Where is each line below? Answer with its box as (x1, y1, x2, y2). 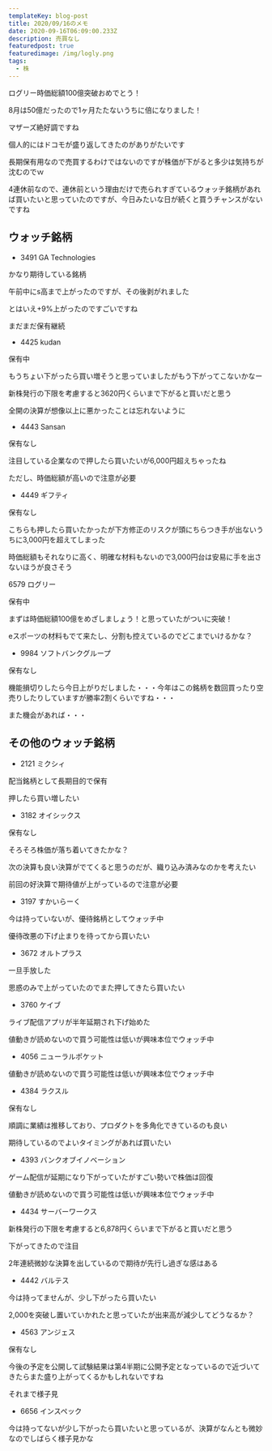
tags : (8, 58, 27, 66)
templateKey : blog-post (8, 11, 89, 20)
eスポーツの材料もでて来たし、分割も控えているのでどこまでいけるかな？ (8, 631, 253, 640)
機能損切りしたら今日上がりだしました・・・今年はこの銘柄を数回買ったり (8, 683, 257, 692)
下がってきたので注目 (8, 1241, 79, 1251)
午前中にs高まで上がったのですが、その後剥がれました (8, 286, 190, 296)
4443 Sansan (19, 422, 66, 431)
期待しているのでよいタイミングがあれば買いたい (8, 1138, 172, 1148)
